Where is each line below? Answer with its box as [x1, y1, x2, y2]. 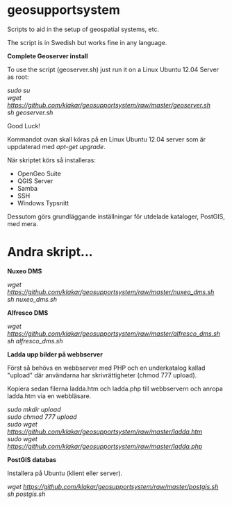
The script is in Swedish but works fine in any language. [7, 38, 167, 46]
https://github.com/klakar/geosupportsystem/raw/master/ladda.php [7, 442, 203, 450]
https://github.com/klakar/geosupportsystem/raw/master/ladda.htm [7, 427, 203, 436]
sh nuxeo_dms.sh [7, 295, 58, 303]
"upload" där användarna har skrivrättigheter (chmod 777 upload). [7, 370, 197, 379]
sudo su [7, 86, 31, 94]
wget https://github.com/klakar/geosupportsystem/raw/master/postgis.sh [7, 482, 219, 490]
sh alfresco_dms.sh [7, 336, 63, 345]
